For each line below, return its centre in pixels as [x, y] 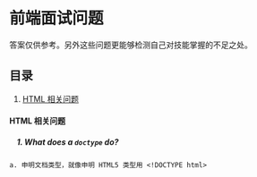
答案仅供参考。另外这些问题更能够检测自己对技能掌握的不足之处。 [131, 45]
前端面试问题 [57, 18]
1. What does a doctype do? [68, 142]
